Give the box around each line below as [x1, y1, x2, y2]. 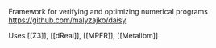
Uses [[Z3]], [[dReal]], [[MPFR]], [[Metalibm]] [8, 31, 159, 40]
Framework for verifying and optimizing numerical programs [8, 7, 208, 16]
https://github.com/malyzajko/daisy [8, 15, 127, 25]
